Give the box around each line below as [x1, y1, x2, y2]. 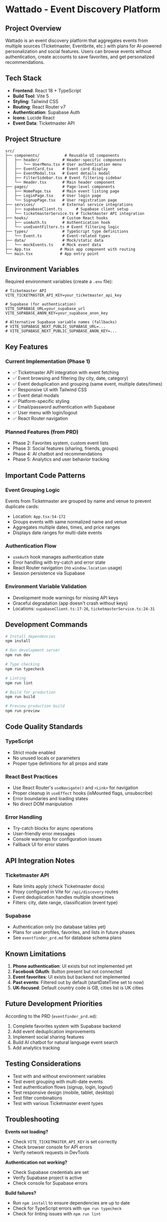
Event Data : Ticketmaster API [12, 120, 75, 126]
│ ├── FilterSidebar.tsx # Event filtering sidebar [5, 175, 122, 180]
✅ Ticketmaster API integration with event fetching [12, 369, 119, 376]
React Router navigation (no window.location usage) [12, 565, 123, 571]
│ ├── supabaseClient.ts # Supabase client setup [5, 206, 129, 211]
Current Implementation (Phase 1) [5, 357, 91, 365]
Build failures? [5, 1190, 37, 1196]
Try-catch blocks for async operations [12, 825, 93, 831]
